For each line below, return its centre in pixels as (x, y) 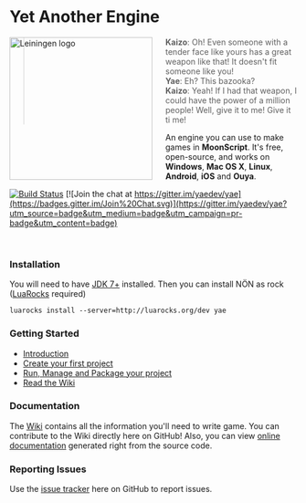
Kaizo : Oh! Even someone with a (227, 42)
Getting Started (44, 333)
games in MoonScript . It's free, (225, 147)
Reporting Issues (48, 469)
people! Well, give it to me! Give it (228, 110)
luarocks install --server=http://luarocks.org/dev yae (118, 311)
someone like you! (200, 71)
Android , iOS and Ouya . (211, 176)
